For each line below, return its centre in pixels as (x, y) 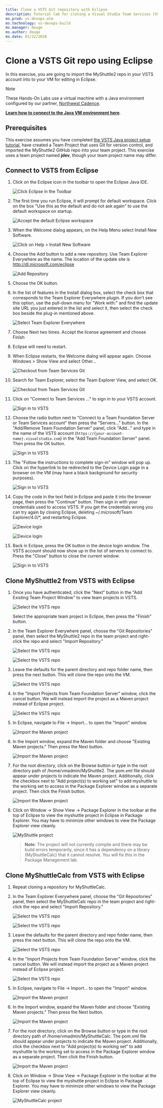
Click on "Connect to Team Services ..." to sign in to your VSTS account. (84, 399)
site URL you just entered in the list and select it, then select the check (82, 308)
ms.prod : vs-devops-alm (30, 18)
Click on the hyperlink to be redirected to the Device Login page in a (81, 467)
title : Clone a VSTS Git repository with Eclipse (57, 9)
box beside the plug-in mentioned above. (53, 313)
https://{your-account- (100, 434)
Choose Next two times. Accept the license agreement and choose (79, 332)
